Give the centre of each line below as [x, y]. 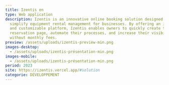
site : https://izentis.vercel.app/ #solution [53, 70]
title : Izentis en [24, 10]
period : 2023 [19, 65]
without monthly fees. [33, 38]
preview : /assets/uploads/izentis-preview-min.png [59, 42]
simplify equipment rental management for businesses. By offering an [85, 24]
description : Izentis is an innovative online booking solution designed [84, 19]
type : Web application [29, 14]
